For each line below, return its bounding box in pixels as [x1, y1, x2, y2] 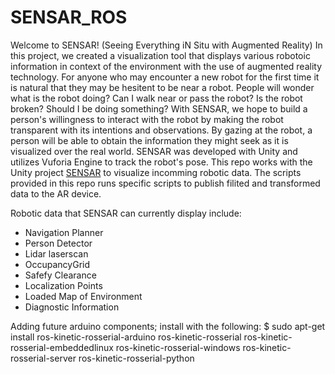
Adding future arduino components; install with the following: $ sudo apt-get [10, 320, 326, 332]
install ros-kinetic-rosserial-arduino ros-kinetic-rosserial [10, 331, 242, 343]
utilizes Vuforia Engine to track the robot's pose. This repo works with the [10, 156, 313, 168]
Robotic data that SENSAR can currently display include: [10, 207, 242, 219]
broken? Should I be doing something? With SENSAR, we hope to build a [10, 102, 308, 115]
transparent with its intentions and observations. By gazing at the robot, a [10, 124, 313, 136]
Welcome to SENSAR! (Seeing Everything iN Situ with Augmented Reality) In [10, 39, 323, 51]
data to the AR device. [10, 187, 102, 200]
